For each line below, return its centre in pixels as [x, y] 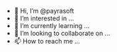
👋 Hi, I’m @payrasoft [44, 11]
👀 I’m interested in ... [44, 18]
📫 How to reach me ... [47, 41]
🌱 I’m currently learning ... [52, 26]
